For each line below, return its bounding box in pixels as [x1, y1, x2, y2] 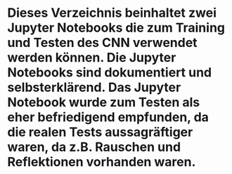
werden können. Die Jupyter [7, 50, 176, 66]
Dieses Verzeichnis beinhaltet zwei [7, 5, 217, 21]
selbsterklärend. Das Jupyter [7, 79, 181, 95]
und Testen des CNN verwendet [7, 35, 198, 51]
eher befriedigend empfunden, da [7, 109, 210, 126]
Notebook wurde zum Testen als [7, 95, 200, 110]
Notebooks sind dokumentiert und [7, 65, 212, 81]
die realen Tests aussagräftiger [7, 124, 193, 140]
